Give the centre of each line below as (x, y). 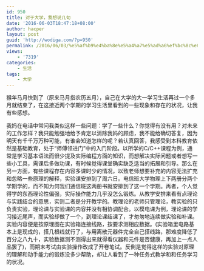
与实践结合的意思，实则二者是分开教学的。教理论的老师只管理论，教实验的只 (102, 201)
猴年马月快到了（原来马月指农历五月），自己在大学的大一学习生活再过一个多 (101, 98)
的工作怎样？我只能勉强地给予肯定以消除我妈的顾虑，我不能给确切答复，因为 (102, 133)
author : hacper (25, 29)
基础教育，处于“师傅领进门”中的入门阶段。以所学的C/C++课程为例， (102, 149)
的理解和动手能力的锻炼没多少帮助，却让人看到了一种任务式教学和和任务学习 (102, 255)
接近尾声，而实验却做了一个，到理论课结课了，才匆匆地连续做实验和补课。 (104, 216)
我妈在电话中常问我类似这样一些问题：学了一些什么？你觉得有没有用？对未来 (102, 125)
